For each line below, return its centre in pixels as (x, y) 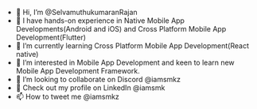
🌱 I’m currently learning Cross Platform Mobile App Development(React (132, 46)
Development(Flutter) (51, 37)
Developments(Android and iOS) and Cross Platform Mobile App (121, 29)
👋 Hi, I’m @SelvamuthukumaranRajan (76, 12)
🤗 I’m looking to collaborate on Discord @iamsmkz (98, 79)
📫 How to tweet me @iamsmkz (67, 96)
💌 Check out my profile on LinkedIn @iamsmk (90, 88)
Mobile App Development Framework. (78, 71)
